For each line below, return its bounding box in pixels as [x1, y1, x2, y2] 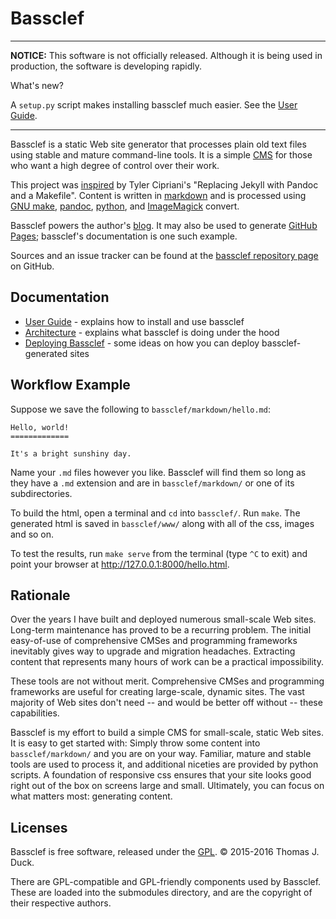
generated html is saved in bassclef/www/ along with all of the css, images [10, 517, 315, 529]
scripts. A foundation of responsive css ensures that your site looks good [10, 769, 312, 781]
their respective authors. [10, 897, 112, 909]
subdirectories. [10, 487, 73, 499]
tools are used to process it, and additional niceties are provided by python [10, 758, 319, 771]
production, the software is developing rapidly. [10, 60, 203, 72]
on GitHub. [10, 260, 55, 272]
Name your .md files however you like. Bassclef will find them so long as [10, 466, 307, 478]
